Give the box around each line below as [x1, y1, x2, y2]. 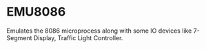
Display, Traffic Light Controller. [33, 33, 123, 42]
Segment [6, 33, 32, 42]
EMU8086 [6, 4, 66, 20]
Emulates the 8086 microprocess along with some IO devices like [6, 27, 192, 35]
